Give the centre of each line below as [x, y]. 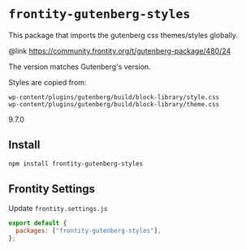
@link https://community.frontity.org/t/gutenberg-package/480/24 [120, 50]
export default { [38, 223]
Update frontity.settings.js [58, 209]
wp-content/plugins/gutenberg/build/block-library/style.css [114, 97]
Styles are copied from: [47, 82]
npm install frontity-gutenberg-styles [76, 164]
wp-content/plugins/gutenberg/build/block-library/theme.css [114, 104]
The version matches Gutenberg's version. [80, 67]
